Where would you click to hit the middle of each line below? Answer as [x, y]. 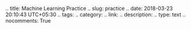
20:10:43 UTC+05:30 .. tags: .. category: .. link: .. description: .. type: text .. [96, 14]
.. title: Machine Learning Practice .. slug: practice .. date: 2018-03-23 [89, 8]
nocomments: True [28, 21]
